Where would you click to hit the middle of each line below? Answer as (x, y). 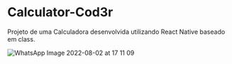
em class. (21, 39)
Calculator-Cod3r (60, 12)
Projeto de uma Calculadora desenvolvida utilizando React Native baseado (116, 32)
